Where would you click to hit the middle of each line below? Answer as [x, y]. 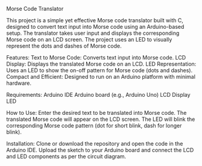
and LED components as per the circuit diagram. [66, 156]
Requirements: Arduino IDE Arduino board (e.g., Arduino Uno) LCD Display [99, 95]
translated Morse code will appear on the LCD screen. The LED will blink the [101, 119]
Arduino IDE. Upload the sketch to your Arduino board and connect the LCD [100, 150]
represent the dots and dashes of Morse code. [64, 46]
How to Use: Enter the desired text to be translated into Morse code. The [96, 113]
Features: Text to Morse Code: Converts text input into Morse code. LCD [96, 57]
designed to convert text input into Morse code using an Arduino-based [95, 27]
